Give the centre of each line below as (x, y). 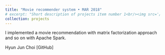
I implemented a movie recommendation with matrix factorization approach (81, 33)
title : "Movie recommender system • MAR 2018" (54, 10)
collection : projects (27, 19)
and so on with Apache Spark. (36, 38)
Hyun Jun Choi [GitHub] (29, 48)
